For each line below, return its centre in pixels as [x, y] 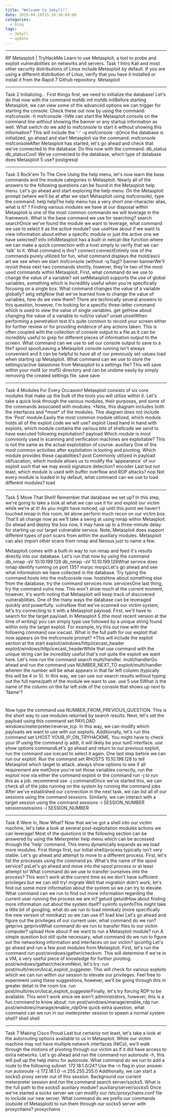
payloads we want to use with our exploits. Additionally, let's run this [78, 732]
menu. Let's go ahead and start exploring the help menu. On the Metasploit [84, 190]
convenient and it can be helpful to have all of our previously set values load [86, 354]
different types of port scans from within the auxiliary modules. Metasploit [83, 535]
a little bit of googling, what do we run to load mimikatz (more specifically [83, 910]
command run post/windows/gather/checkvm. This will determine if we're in [86, 953]
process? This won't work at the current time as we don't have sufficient [82, 877]
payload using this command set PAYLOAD [50, 721]
